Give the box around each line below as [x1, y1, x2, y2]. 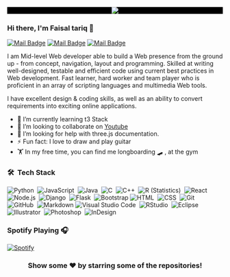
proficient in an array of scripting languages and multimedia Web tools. [7, 82, 207, 90]
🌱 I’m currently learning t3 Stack [16, 115, 108, 123]
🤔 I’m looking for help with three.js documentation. [16, 130, 159, 138]
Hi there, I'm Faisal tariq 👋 [7, 23, 94, 33]
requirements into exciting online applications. [7, 102, 137, 110]
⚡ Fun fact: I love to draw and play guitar [16, 137, 131, 146]
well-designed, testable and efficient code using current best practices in [7, 67, 214, 75]
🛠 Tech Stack [7, 168, 56, 178]
